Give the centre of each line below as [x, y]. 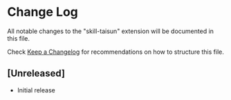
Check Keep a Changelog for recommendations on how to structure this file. [116, 52]
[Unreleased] [36, 73]
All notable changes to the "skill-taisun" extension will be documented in [111, 31]
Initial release [36, 90]
